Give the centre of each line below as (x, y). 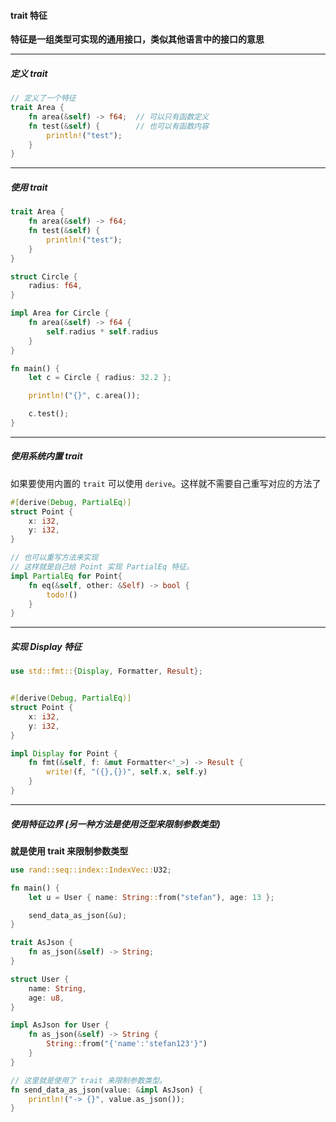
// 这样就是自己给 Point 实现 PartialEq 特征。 (102, 567)
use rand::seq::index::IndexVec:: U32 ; (91, 870)
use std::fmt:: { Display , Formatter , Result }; (106, 671)
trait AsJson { (42, 943)
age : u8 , (46, 998)
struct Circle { (44, 276)
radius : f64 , (55, 286)
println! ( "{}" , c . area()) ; (84, 396)
